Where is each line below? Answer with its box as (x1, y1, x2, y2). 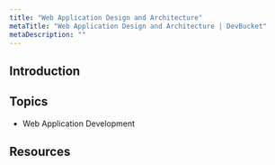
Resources (9, 143, 71, 159)
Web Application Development (22, 118, 136, 129)
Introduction (9, 63, 81, 78)
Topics (9, 94, 49, 109)
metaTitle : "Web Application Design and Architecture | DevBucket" (9, 22, 268, 31)
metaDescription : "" (9, 30, 87, 39)
